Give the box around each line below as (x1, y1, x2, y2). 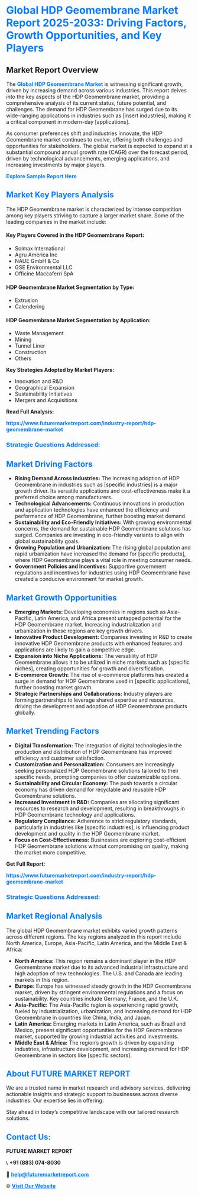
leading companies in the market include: (6, 218, 107, 225)
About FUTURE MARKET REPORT (6, 1068, 131, 1078)
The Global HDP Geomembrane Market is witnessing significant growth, (6, 81, 183, 88)
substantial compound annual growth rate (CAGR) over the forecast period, (6, 149, 189, 156)
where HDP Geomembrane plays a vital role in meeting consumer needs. (14, 557, 192, 564)
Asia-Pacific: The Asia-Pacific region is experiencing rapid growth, (14, 1001, 179, 1008)
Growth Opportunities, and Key (6, 29, 162, 42)
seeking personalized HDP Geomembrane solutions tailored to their (14, 767, 179, 774)
